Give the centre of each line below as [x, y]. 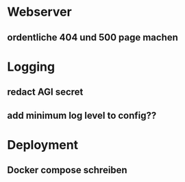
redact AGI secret [45, 92]
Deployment [43, 145]
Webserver [39, 12]
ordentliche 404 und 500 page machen [92, 37]
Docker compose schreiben [67, 170]
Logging [31, 67]
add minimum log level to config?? [82, 115]
